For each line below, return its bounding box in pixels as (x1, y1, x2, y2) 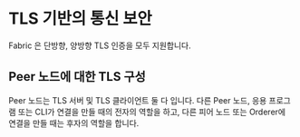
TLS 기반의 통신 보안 (8, 8, 153, 29)
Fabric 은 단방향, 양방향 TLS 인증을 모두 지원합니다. (8, 40, 191, 51)
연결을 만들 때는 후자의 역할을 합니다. (8, 117, 140, 128)
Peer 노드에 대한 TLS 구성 (8, 69, 146, 84)
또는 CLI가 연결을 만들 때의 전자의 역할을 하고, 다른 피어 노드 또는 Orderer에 (17, 106, 286, 117)
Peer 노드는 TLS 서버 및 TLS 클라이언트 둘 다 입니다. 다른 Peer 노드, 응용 (8, 94, 267, 105)
